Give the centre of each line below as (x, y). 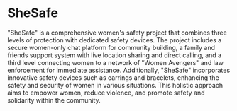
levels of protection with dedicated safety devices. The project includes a (115, 40)
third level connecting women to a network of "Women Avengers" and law (115, 62)
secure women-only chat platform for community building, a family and (111, 47)
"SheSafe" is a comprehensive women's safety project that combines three (117, 33)
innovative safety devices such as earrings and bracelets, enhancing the (114, 77)
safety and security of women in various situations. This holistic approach (115, 85)
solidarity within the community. (54, 100)
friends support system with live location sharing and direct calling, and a (115, 55)
